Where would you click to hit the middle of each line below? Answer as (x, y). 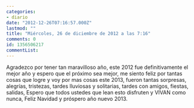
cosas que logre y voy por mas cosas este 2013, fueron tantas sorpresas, (96, 80)
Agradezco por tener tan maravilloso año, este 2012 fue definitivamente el (97, 67)
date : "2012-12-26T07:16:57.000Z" (49, 23)
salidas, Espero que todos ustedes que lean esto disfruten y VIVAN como (96, 92)
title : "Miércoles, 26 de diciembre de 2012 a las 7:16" (78, 34)
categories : (21, 12)
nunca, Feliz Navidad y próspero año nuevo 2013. (67, 99)
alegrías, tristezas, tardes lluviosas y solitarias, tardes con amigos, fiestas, (98, 86)
